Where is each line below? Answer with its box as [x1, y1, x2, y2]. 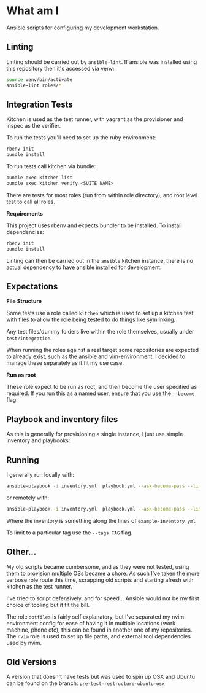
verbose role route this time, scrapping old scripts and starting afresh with [6, 576, 194, 584]
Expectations [6, 281, 58, 292]
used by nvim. [6, 639, 42, 646]
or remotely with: [6, 494, 50, 501]
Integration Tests [6, 99, 73, 109]
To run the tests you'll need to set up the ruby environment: [6, 134, 156, 141]
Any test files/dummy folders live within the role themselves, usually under [6, 328, 194, 335]
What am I [6, 4, 59, 18]
